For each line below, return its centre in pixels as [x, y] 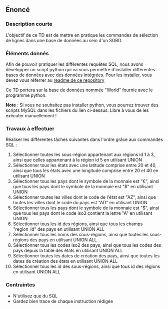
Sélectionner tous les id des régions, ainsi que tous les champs [78, 224]
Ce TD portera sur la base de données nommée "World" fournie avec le [79, 90]
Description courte [29, 24]
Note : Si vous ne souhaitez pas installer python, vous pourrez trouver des [82, 105]
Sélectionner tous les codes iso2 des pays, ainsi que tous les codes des [87, 245]
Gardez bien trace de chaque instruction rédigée [63, 301]
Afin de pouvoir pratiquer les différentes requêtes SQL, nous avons [74, 64]
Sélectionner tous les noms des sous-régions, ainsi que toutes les [81, 235]
